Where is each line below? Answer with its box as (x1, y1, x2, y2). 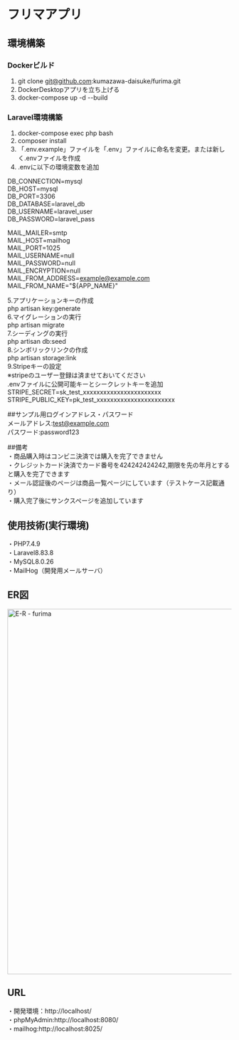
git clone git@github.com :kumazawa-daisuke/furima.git (17, 76, 181, 85)
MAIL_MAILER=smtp (7, 229, 68, 237)
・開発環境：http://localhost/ (7, 1007, 92, 1015)
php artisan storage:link (7, 354, 77, 362)
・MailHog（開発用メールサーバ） (7, 566, 107, 574)
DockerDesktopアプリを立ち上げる (17, 85, 120, 93)
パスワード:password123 (7, 428, 80, 436)
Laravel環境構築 (7, 112, 63, 122)
